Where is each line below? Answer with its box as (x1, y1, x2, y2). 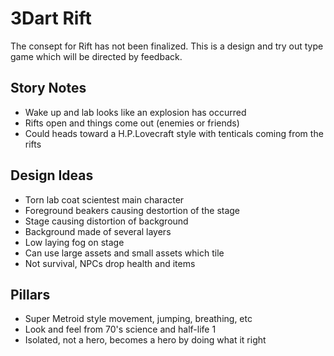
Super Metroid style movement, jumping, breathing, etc (24, 313, 253, 325)
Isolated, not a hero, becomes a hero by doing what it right (24, 334, 267, 346)
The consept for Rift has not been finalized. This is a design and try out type (10, 40, 324, 52)
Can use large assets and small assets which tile (24, 247, 225, 259)
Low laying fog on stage (24, 236, 125, 248)
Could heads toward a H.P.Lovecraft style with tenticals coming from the (24, 127, 324, 139)
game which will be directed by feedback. (10, 50, 183, 62)
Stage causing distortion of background (24, 215, 189, 227)
